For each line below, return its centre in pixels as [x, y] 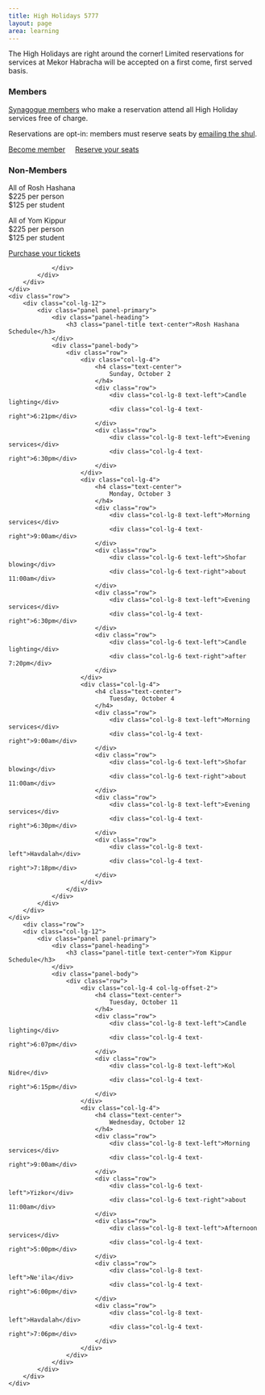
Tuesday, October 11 [144, 1002]
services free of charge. [48, 118]
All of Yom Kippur [37, 220]
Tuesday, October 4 [142, 699]
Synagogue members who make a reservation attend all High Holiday [123, 109]
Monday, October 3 [140, 494]
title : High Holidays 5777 [54, 16]
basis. [18, 71]
